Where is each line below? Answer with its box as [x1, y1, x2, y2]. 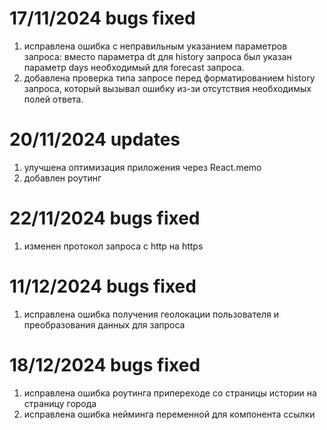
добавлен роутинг [23, 172, 102, 184]
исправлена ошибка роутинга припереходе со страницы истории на [23, 387, 317, 399]
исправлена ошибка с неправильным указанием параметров [23, 40, 288, 52]
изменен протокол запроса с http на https [23, 240, 204, 252]
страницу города [23, 397, 97, 409]
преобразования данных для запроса [23, 318, 186, 331]
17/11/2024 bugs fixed [9, 7, 196, 30]
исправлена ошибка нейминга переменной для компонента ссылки [23, 408, 316, 420]
